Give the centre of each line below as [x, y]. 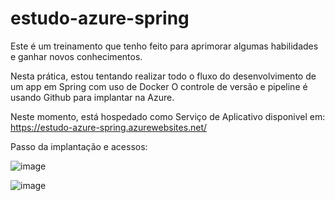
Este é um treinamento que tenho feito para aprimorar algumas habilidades [164, 46]
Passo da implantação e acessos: [79, 146]
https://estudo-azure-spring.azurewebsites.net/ [109, 127]
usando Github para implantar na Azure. [92, 97]
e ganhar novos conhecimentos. [76, 56]
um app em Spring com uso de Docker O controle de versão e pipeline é [159, 86]
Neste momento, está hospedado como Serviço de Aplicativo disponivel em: [168, 116]
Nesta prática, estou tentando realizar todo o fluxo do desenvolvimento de [163, 76]
